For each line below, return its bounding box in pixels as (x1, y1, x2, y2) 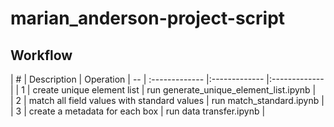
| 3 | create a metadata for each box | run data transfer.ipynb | (10, 105, 266, 117)
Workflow (10, 47, 73, 64)
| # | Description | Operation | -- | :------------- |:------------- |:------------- (10, 73, 325, 85)
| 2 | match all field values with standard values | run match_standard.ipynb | (10, 95, 325, 106)
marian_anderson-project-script (10, 7, 286, 30)
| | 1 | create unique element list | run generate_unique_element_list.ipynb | (10, 84, 317, 96)
